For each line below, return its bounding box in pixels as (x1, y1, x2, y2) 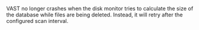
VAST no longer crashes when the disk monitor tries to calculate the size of (6, 5, 194, 12)
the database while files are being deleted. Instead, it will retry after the (6, 11, 183, 18)
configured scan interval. (6, 18, 69, 24)
